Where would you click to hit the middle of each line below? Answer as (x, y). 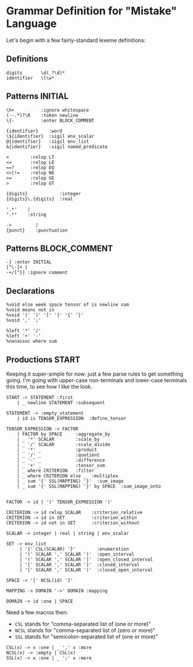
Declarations (30, 291)
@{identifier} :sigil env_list (48, 142)
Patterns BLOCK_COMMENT (60, 248)
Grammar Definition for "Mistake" (92, 11)
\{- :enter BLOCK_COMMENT (50, 121)
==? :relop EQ (30, 167)
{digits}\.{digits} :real (40, 199)
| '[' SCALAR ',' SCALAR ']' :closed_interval (80, 565)
